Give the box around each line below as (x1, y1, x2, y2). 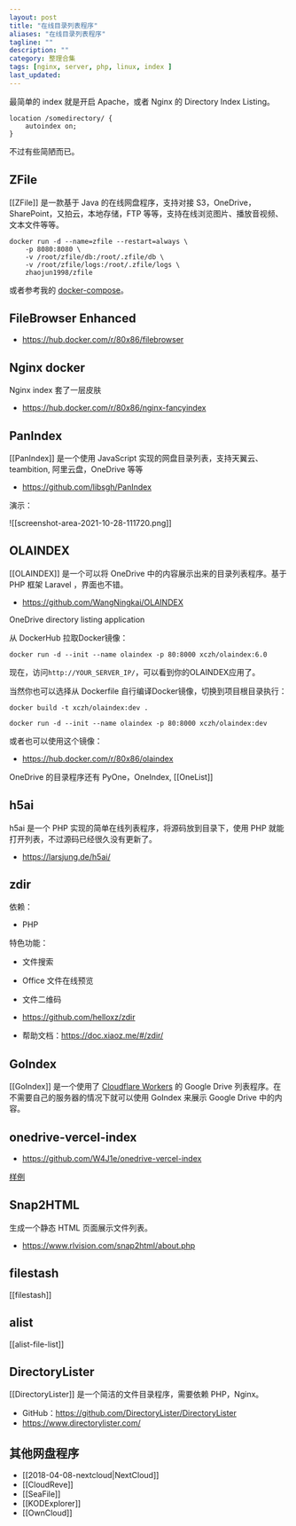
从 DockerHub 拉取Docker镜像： (9, 632, 129, 643)
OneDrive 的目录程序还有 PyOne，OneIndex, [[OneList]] (9, 771, 214, 782)
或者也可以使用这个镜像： (9, 735, 103, 746)
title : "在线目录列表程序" (9, 21, 98, 30)
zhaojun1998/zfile (25, 268, 93, 277)
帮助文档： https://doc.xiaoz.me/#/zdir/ (21, 1030, 164, 1041)
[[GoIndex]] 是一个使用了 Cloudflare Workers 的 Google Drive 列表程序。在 (9, 1082, 282, 1092)
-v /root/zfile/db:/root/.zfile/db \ (25, 252, 165, 262)
